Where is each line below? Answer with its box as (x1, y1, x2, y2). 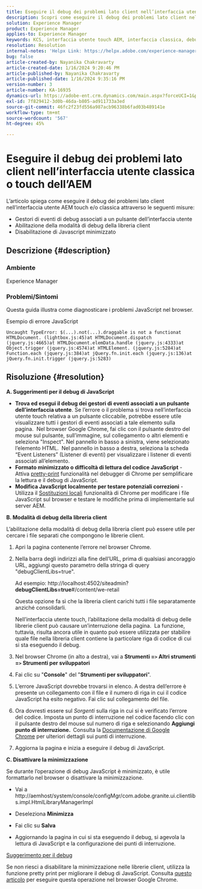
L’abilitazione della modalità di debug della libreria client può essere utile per (6, 525, 195, 533)
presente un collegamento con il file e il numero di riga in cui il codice (14, 689, 187, 696)
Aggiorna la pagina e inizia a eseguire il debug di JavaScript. (14, 744, 165, 751)
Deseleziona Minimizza (14, 810, 74, 817)
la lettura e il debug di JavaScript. (14, 476, 99, 483)
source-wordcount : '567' (6, 115, 69, 121)
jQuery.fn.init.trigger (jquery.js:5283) (6, 356, 112, 362)
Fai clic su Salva (14, 822, 56, 829)
